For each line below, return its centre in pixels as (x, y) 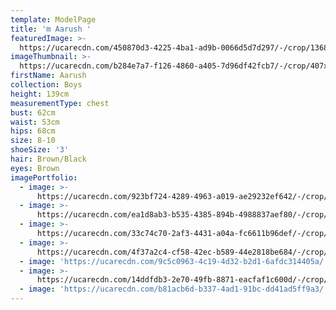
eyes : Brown (35, 168)
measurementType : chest (60, 103)
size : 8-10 (33, 141)
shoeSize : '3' (40, 150)
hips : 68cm (33, 131)
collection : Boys (46, 85)
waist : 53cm (35, 122)
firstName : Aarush (48, 76)
